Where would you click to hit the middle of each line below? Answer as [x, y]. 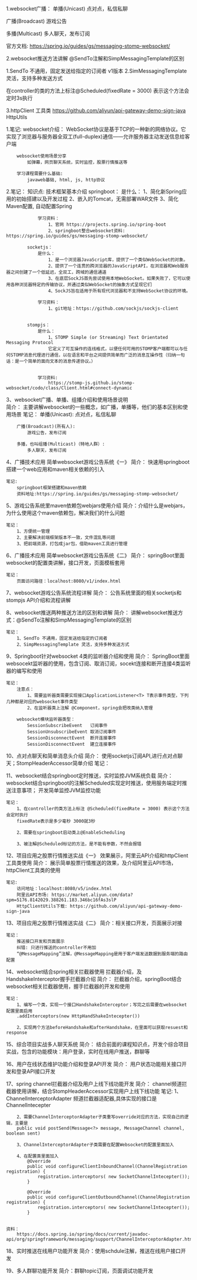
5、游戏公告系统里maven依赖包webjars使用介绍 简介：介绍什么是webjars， [97, 505]
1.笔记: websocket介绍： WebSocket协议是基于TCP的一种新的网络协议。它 [96, 129]
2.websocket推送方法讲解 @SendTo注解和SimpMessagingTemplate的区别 [95, 58]
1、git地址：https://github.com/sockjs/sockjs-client [113, 308]
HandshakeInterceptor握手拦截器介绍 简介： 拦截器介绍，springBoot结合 [94, 979]
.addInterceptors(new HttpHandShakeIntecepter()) [79, 1016]
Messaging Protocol [30, 342]
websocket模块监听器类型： [46, 719]
